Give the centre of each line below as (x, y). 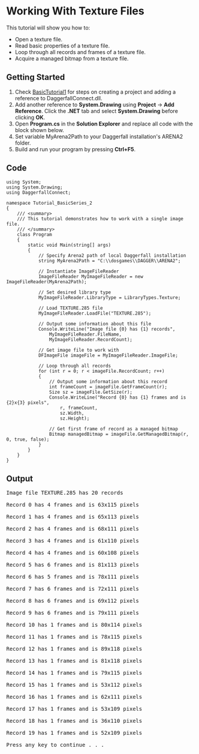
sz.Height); (75, 418)
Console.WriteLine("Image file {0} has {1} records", (107, 329)
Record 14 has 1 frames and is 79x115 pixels (74, 673)
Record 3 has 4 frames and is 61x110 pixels (73, 541)
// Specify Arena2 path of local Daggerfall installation (112, 255)
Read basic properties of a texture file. (62, 46)
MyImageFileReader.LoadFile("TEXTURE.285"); (95, 313)
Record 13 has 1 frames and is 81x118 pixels (74, 661)
